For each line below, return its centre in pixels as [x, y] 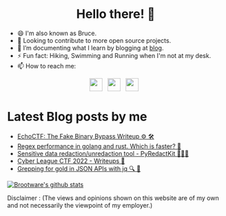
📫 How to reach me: [47, 66]
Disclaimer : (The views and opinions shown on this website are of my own [113, 198]
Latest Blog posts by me [77, 117]
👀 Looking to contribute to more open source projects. [94, 40]
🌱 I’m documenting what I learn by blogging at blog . [90, 48]
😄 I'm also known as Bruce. [57, 33]
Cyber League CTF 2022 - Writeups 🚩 [71, 161]
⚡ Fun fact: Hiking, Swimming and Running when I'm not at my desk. [114, 55]
